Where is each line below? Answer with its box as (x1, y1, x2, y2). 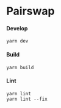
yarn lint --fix (6, 96, 48, 102)
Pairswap (6, 4, 55, 18)
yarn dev (6, 38, 29, 44)
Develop (6, 24, 28, 32)
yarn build (6, 64, 34, 70)
